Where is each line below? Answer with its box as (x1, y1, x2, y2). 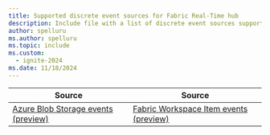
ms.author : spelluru (8, 34, 78, 43)
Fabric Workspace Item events (132, 103, 248, 114)
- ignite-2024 (15, 57, 63, 65)
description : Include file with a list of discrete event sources (8, 19, 235, 27)
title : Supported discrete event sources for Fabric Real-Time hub (8, 11, 239, 20)
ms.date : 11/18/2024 (8, 64, 78, 72)
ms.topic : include (8, 42, 70, 50)
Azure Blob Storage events (12, 103, 114, 114)
